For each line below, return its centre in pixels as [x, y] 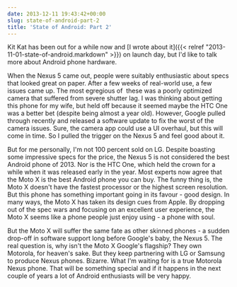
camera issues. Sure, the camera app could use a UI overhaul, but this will [115, 129]
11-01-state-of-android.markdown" [58, 54]
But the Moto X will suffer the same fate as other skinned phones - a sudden [118, 231]
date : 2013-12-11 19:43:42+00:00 [57, 14]
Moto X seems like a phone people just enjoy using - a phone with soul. [111, 217]
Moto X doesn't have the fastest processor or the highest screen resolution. [118, 187]
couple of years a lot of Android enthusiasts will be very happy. [99, 276]
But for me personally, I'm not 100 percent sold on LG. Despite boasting [111, 150]
